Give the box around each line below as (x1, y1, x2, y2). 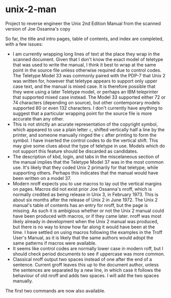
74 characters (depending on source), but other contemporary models (12, 99, 160, 105)
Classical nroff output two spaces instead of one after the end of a (12, 256, 152, 262)
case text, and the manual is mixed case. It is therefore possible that (12, 83, 156, 90)
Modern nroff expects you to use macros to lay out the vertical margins (12, 181, 162, 187)
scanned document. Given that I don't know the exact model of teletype (12, 56, 163, 62)
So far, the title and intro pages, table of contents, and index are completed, (5, 36, 164, 42)
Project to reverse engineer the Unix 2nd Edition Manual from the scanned (5, 20, 161, 26)
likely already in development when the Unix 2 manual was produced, (12, 218, 159, 224)
